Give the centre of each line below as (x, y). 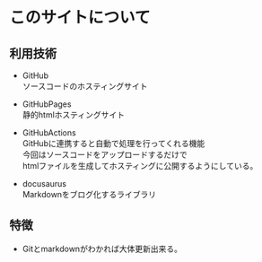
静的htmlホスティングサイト (74, 115)
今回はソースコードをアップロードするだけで (105, 154)
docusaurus (44, 183)
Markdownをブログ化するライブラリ (89, 194)
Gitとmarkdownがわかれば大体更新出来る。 (102, 249)
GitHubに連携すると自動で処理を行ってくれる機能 (114, 143)
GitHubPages (47, 104)
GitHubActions (49, 133)
